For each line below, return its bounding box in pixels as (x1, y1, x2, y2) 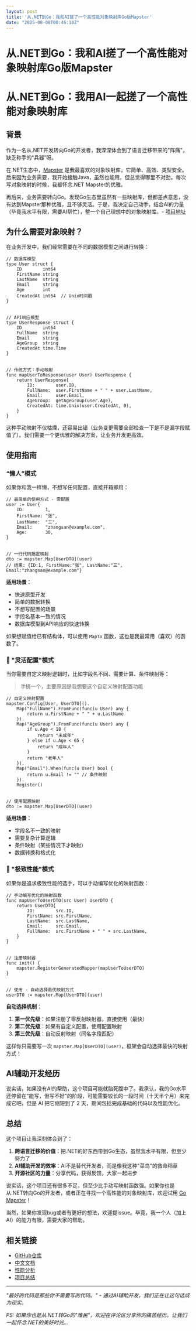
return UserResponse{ (16, 377, 69, 384)
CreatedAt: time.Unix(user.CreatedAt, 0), (27, 403, 132, 409)
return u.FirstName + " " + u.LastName (27, 711, 124, 717)
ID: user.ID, (27, 382, 77, 388)
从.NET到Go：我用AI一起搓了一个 (6, 90, 167, 103)
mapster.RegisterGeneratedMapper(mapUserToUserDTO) (16, 965, 145, 971)
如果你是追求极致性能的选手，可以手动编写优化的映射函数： (6, 880, 149, 887)
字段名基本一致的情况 (14, 613, 66, 620)
